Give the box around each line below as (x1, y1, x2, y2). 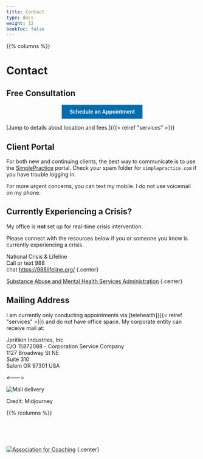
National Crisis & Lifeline (6, 253, 67, 260)
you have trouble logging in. (6, 171, 77, 178)
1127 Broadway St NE (6, 349, 60, 356)
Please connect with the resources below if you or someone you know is (6, 234, 188, 242)
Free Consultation (6, 88, 76, 98)
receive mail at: (6, 324, 44, 332)
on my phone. (6, 189, 41, 197)
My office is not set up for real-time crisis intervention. (6, 223, 143, 230)
